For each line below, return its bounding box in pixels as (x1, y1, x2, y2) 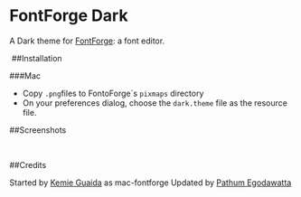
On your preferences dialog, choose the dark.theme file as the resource (22, 97, 287, 108)
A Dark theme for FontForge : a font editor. (9, 35, 165, 46)
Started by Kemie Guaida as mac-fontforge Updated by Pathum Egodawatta (9, 177, 292, 188)
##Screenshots (9, 124, 67, 136)
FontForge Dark (9, 5, 128, 26)
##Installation (11, 52, 62, 63)
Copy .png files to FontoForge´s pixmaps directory (22, 88, 204, 98)
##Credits (9, 159, 47, 170)
